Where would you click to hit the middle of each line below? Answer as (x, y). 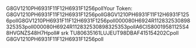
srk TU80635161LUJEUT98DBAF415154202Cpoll (120, 33)
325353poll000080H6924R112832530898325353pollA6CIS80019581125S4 (97, 27)
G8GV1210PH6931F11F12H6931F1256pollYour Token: (69, 8)
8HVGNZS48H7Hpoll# (33, 33)
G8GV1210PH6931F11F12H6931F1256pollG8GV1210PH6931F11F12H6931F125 (97, 14)
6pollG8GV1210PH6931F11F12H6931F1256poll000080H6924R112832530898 (98, 21)
